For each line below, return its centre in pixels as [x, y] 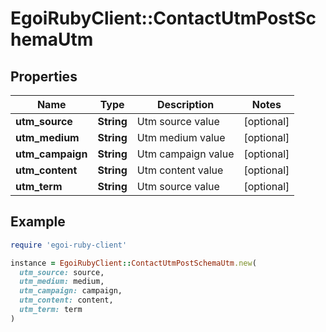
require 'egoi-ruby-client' [69, 245]
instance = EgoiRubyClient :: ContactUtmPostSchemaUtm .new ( [133, 263]
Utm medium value [181, 137]
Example [38, 222]
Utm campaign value [185, 154]
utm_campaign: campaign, [71, 291]
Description [185, 104]
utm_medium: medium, [62, 282]
